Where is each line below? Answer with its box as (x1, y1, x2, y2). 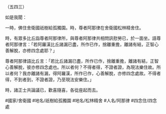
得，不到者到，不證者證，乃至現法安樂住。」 (5, 76, 94, 82)
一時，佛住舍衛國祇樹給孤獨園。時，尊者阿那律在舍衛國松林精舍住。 (5, 25, 144, 31)
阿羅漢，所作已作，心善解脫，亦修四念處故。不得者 (56, 71, 161, 76)
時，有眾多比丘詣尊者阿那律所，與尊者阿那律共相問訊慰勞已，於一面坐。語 (5, 36, 157, 41)
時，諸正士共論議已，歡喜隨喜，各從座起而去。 (5, 87, 100, 93)
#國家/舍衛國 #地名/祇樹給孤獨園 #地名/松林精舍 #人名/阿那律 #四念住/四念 (5, 98, 157, 103)
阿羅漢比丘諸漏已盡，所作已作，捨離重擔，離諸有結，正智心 (37, 41, 159, 47)
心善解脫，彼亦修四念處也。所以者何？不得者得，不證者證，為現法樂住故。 (5, 64, 157, 70)
